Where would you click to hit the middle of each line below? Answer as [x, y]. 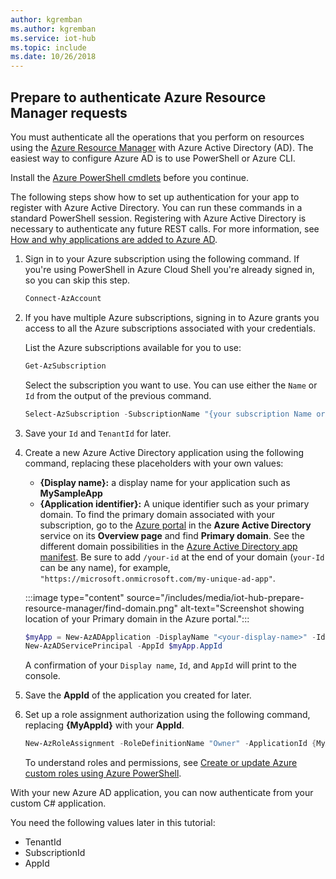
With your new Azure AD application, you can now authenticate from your [162, 793]
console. [42, 676]
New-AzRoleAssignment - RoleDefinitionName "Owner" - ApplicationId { [170, 744]
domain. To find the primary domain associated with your [157, 514]
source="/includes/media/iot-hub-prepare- [215, 597]
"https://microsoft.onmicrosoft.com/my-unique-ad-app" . [157, 578]
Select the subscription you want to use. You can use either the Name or [171, 385]
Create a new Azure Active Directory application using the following [164, 452]
